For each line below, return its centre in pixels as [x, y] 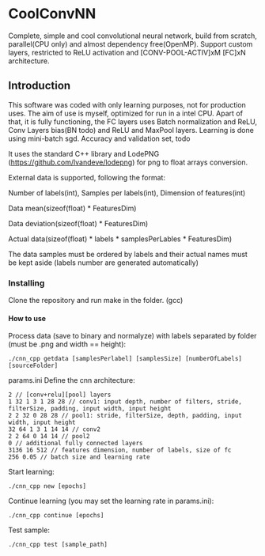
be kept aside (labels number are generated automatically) [104, 263]
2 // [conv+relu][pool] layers [60, 395]
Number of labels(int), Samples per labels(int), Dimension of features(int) [127, 193]
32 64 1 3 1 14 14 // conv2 [55, 429]
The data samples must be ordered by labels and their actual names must [128, 254]
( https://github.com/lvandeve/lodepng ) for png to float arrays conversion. [128, 162]
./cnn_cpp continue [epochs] [56, 516]
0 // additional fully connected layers [76, 444]
